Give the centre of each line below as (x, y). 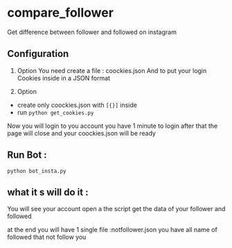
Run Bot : (27, 155)
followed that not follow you (47, 237)
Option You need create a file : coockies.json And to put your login (112, 70)
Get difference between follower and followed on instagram (92, 32)
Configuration (38, 54)
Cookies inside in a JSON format (64, 78)
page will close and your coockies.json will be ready (81, 133)
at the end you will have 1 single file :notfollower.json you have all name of (113, 230)
